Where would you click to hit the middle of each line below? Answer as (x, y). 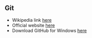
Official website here (33, 25)
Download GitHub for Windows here (49, 30)
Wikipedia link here (32, 20)
